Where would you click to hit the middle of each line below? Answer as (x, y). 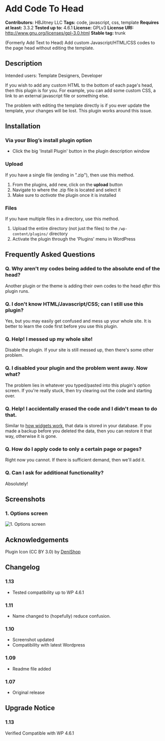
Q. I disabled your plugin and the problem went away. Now (76, 368)
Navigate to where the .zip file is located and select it (66, 190)
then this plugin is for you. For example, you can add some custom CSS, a (81, 90)
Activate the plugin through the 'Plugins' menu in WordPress (74, 239)
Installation (23, 126)
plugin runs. (17, 291)
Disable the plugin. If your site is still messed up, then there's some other (80, 350)
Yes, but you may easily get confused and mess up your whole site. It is (78, 321)
